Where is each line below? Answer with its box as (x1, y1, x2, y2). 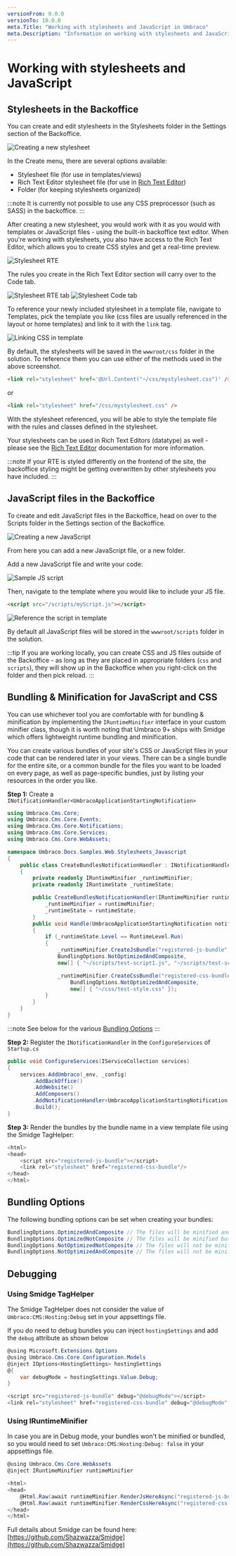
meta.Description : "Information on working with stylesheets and (7, 30, 202, 37)
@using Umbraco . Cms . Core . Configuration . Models (7, 1354, 146, 1361)
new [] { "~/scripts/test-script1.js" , (57, 960, 171, 967)
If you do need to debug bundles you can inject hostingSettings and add (7, 1326, 218, 1335)
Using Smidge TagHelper (7, 1289, 94, 1299)
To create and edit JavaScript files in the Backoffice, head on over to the (7, 511, 217, 520)
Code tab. (7, 278, 37, 286)
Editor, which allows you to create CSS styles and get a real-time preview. (7, 243, 221, 251)
